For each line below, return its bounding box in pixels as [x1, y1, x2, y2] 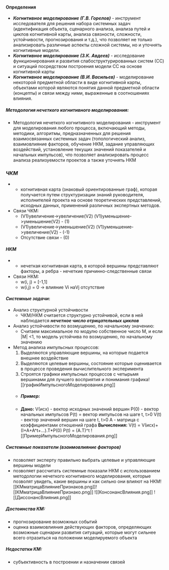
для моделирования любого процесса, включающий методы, [13, 125, 146, 131]
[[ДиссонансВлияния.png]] [13, 494, 71, 501]
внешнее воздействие [20, 355, 69, 361]
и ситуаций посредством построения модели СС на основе [13, 63, 142, 69]
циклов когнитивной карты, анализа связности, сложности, [13, 31, 142, 37]
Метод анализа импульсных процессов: [13, 344, 100, 350]
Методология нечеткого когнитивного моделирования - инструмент [13, 120, 161, 126]
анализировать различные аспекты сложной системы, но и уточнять [13, 42, 162, 48]
